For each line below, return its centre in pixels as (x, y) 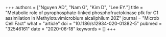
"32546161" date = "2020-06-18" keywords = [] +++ (61, 29)
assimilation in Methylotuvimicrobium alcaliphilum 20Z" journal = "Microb (82, 18)
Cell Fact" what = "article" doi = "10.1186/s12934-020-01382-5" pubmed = (84, 23)
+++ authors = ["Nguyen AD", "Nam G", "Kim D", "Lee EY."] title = (74, 7)
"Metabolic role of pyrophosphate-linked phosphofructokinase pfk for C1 (82, 13)
